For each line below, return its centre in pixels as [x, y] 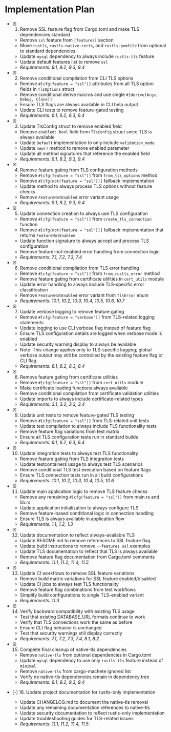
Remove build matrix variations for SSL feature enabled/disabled [88, 579]
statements [32, 322]
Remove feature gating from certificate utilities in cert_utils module [92, 279]
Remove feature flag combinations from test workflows [78, 589]
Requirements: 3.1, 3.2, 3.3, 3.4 [52, 404]
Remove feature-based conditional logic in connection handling [87, 513]
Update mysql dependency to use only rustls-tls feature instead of [91, 660]
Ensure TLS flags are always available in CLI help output [79, 104]
